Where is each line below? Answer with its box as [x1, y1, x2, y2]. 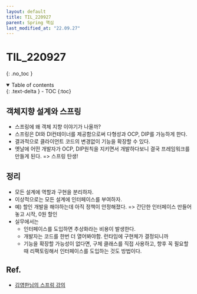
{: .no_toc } [6, 70, 33, 77]
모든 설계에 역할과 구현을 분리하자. [14, 188, 94, 195]
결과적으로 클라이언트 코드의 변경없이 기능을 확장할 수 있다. [14, 138, 150, 145]
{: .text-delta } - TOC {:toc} [6, 88, 72, 95]
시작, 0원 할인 [25, 210, 58, 217]
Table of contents [11, 81, 54, 89]
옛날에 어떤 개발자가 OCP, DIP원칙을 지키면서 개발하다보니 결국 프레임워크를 [14, 145, 190, 152]
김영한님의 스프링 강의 [14, 281, 66, 288]
